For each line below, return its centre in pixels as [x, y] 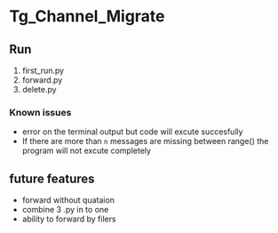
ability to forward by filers [69, 219]
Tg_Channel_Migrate [87, 16]
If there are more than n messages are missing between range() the [145, 141]
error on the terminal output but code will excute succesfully [132, 132]
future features [52, 178]
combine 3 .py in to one [65, 210]
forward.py [42, 80]
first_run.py [43, 70]
